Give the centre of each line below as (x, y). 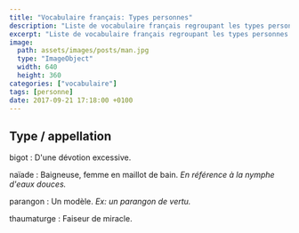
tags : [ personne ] (41, 92)
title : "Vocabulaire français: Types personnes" (101, 17)
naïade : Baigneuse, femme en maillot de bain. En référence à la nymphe (142, 175)
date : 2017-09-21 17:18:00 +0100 (71, 100)
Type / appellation (61, 136)
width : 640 (37, 68)
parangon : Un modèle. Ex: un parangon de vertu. (100, 202)
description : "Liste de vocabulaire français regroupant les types (137, 26)
